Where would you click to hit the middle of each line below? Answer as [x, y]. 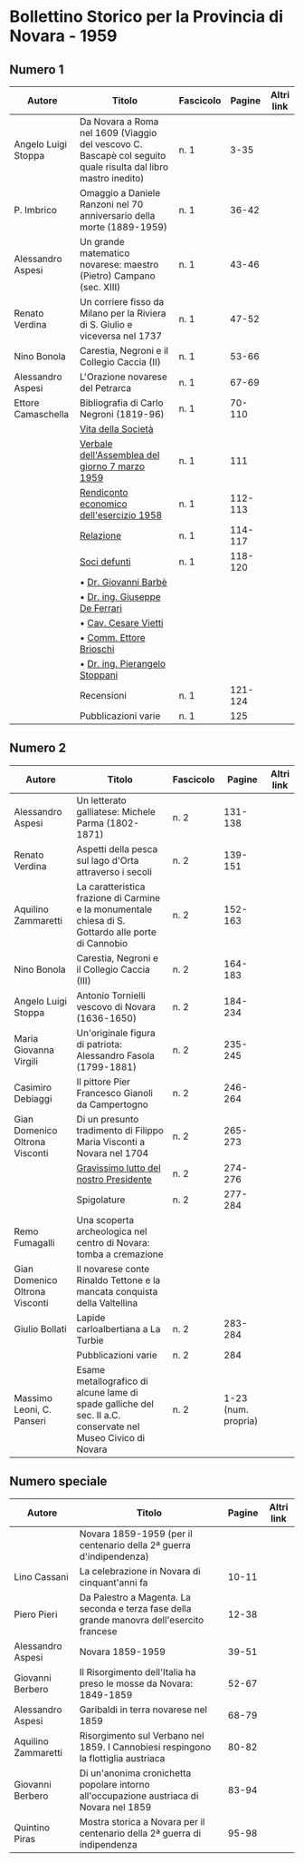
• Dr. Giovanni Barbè [123, 582]
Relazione [101, 535]
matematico [105, 253]
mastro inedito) [112, 178]
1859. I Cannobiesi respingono [145, 1747]
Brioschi [97, 649]
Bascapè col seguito [123, 156]
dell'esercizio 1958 [121, 515]
